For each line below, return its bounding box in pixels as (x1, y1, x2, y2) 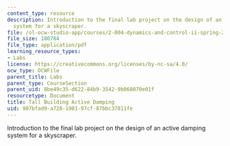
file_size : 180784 (7, 35, 60, 42)
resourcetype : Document (7, 93, 75, 100)
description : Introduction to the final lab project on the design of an (7, 16, 222, 23)
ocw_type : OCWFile (7, 67, 60, 74)
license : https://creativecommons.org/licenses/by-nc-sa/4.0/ (7, 61, 188, 68)
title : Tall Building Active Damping (7, 99, 115, 106)
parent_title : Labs (7, 73, 63, 81)
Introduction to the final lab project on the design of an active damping (7, 123, 206, 132)
